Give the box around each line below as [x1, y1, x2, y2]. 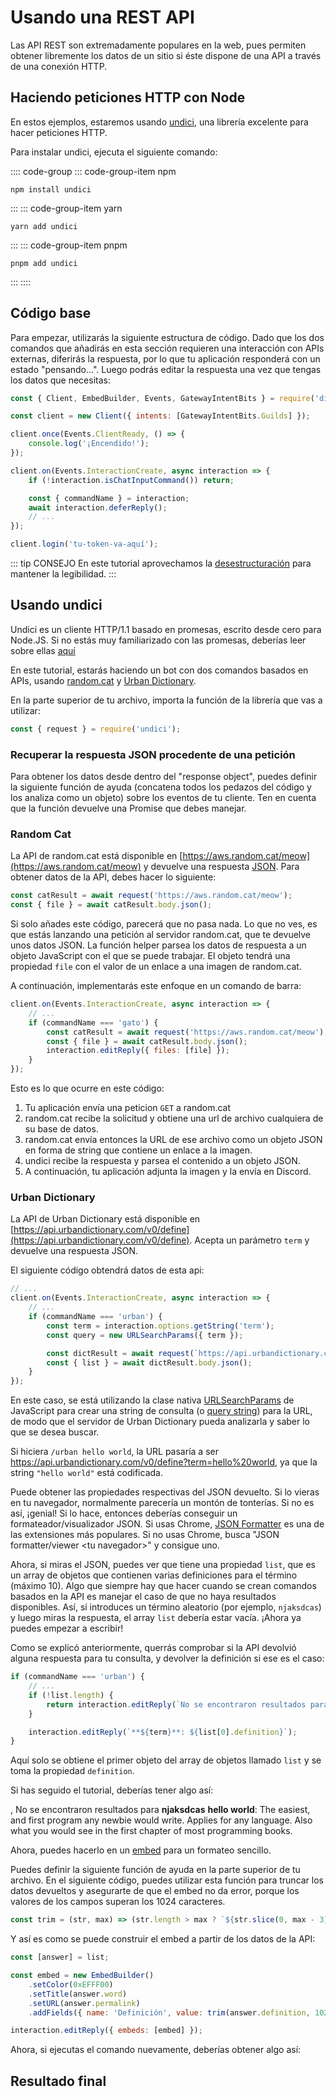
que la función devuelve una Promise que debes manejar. [10, 802, 247, 815]
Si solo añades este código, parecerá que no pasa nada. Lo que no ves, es [10, 918, 318, 930]
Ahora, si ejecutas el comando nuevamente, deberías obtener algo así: [10, 2044, 302, 2056]
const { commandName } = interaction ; [28, 493, 190, 503]
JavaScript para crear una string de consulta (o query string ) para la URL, [10, 1405, 313, 1417]
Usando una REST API [10, 6, 195, 29]
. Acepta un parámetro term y [189, 1234, 310, 1246]
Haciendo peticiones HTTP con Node [10, 89, 246, 106]
